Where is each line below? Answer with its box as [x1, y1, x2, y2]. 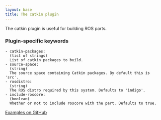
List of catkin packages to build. [9, 57, 83, 62]
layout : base [5, 7, 32, 12]
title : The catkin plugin [5, 12, 59, 17]
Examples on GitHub [5, 109, 47, 115]
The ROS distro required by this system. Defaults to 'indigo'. [9, 87, 146, 93]
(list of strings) [9, 53, 48, 58]
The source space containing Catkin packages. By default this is [9, 70, 150, 76]
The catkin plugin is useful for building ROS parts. [5, 25, 107, 31]
